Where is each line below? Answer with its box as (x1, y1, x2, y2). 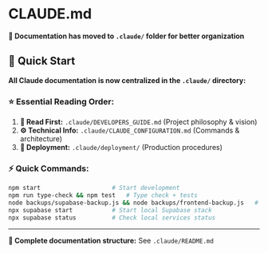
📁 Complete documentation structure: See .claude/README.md (8, 235, 214, 245)
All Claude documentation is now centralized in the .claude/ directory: (8, 75, 246, 85)
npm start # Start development (8, 184, 180, 192)
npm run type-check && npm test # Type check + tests (8, 192, 198, 200)
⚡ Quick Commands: (8, 163, 89, 174)
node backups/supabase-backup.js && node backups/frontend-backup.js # (8, 199, 259, 208)
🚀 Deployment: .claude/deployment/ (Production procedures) (19, 143, 223, 152)
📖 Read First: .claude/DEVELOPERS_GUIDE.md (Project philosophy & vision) (19, 117, 258, 127)
